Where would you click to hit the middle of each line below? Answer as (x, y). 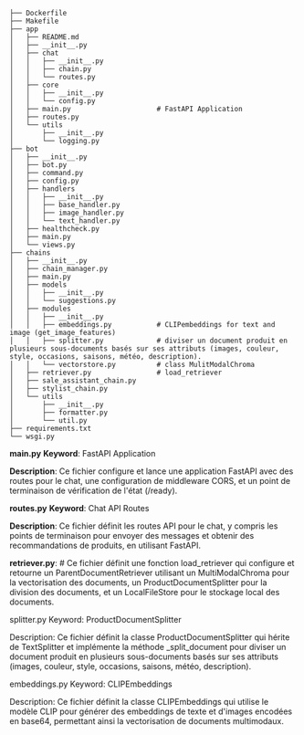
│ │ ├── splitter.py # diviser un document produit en (148, 341)
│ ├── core (34, 85)
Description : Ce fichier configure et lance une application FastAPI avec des (152, 471)
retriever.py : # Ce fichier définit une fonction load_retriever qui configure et (152, 563)
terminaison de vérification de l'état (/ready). (94, 490)
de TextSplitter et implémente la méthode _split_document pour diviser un (148, 647)
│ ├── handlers (42, 189)
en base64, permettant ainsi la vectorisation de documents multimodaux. (147, 721)
